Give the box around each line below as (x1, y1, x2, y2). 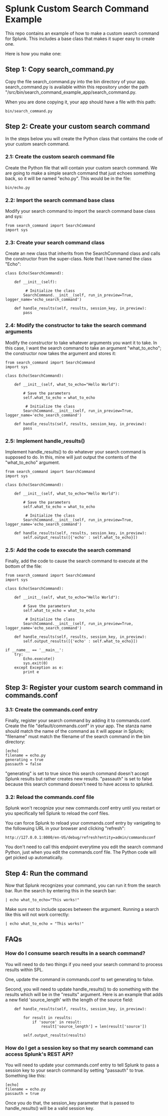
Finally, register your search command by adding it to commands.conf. (5, 718, 151, 724)
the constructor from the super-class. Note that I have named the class (5, 256, 152, 262)
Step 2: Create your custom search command (5, 122, 150, 131)
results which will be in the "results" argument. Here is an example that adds (5, 991, 163, 997)
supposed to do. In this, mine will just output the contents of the (5, 454, 137, 460)
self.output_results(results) (23, 1033, 86, 1038)
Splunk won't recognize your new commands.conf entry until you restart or (5, 805, 160, 811)
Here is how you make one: (5, 51, 62, 57)
